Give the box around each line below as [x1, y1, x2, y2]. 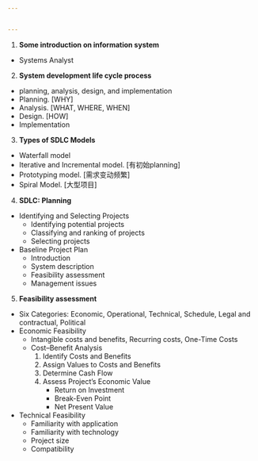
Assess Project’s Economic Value [42, 376, 151, 386]
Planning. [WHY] [18, 94, 74, 104]
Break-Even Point [54, 394, 112, 403]
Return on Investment [54, 385, 125, 394]
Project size [30, 436, 70, 445]
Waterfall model [18, 150, 71, 159]
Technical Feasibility [18, 410, 86, 420]
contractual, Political [18, 317, 86, 327]
